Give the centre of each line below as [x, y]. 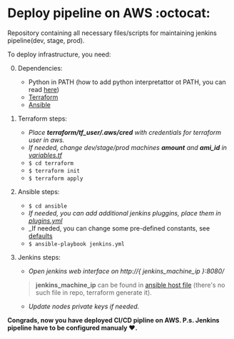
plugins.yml [45, 221]
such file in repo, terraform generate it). [93, 292]
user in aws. [46, 140]
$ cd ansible [48, 206]
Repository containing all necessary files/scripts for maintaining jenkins [112, 33]
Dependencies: [40, 68]
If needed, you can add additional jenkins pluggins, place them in [124, 213]
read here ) [44, 89]
